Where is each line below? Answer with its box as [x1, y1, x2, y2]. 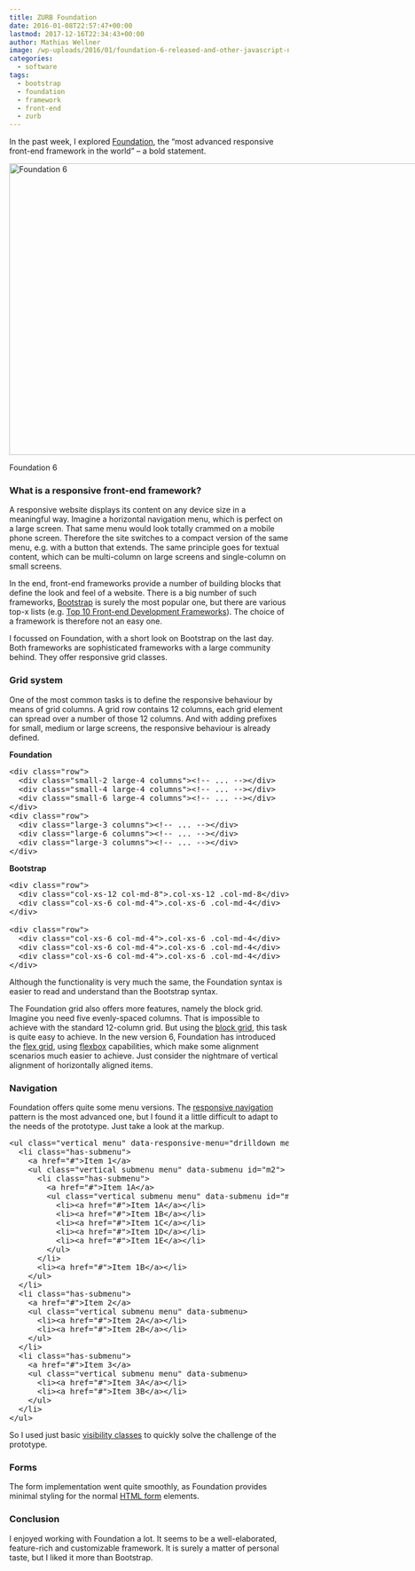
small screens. [9, 561, 62, 572]
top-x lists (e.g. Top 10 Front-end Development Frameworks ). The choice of [9, 607, 286, 617]
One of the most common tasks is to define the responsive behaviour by [9, 694, 273, 705]
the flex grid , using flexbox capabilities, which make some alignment [9, 1041, 259, 1051]
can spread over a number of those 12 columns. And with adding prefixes [9, 713, 278, 724]
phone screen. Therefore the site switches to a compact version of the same [9, 533, 289, 544]
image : [9, 46, 34, 55]
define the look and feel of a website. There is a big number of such [9, 587, 257, 599]
